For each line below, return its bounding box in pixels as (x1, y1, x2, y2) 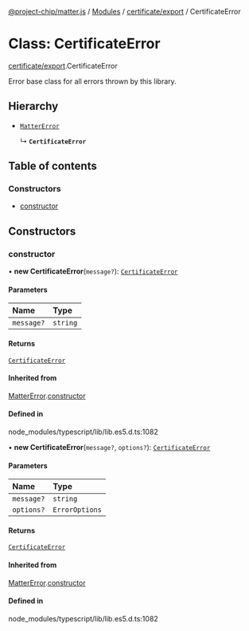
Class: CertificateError (8, 35, 161, 53)
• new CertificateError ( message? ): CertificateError (8, 266, 178, 276)
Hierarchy (8, 100, 59, 113)
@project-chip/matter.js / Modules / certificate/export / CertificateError (8, 7, 241, 16)
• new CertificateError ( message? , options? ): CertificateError (8, 442, 211, 452)
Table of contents (8, 160, 97, 173)
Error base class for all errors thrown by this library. (8, 76, 177, 86)
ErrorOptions (53, 506, 102, 515)
